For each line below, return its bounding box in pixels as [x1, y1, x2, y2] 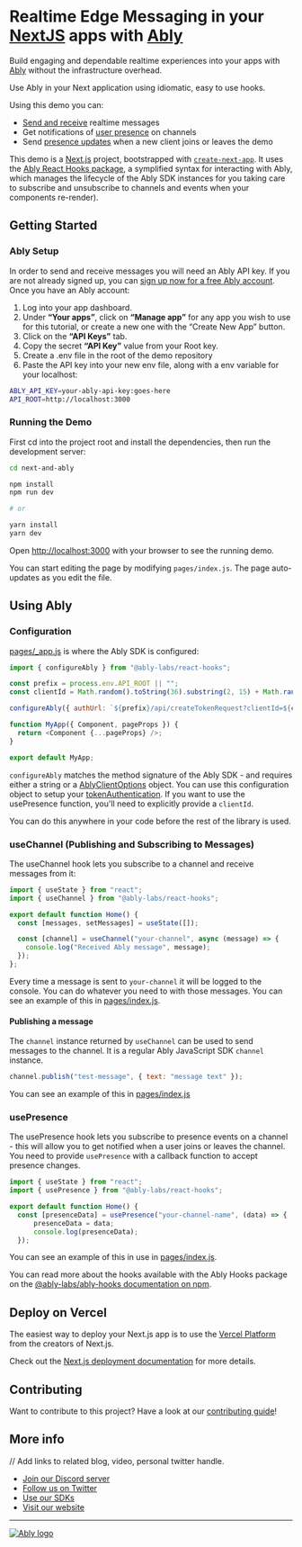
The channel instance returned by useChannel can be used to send [9, 1036, 253, 1047]
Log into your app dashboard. [22, 301, 133, 312]
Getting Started [9, 218, 98, 233]
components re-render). [9, 192, 99, 202]
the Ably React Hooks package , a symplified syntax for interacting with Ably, [9, 163, 293, 174]
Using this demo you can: [9, 99, 104, 110]
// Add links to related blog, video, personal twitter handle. [9, 1455, 225, 1466]
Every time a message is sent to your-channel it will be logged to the [9, 976, 262, 986]
